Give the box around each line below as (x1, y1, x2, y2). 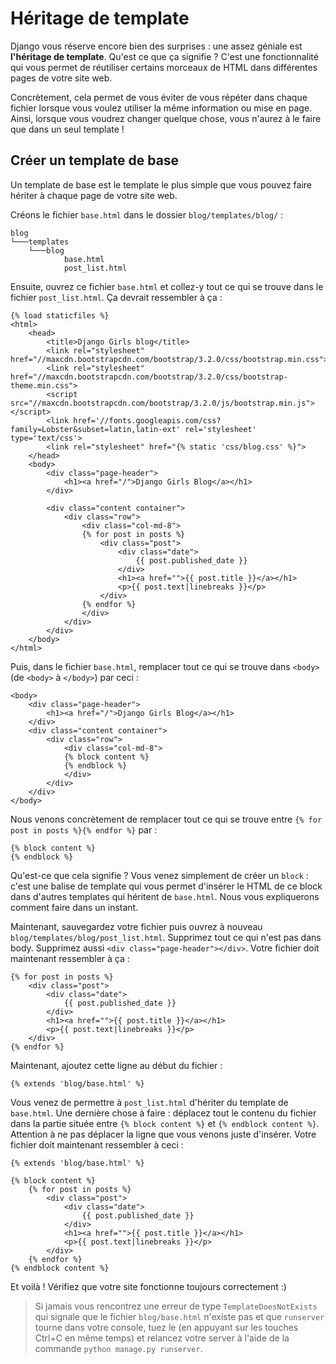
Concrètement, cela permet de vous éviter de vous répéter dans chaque (10, 91, 308, 103)
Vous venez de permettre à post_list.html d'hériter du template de (10, 1096, 289, 1108)
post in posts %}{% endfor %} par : (10, 823, 158, 836)
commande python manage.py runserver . (34, 1342, 203, 1354)
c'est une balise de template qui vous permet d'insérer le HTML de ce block (10, 880, 323, 892)
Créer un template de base (10, 152, 180, 169)
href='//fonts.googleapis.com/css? (73, 415, 222, 426)
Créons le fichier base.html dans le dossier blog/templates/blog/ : (10, 208, 284, 221)
